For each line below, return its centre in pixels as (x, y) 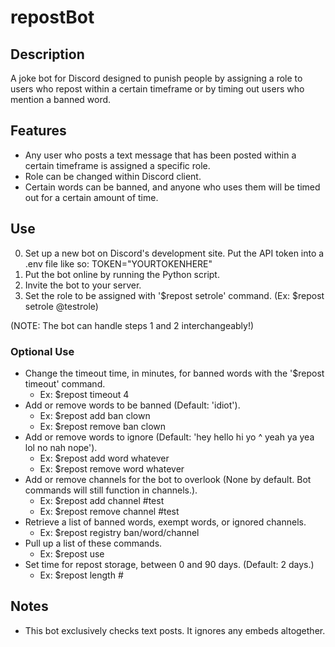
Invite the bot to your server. (83, 285)
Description (47, 54)
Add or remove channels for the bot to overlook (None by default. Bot (168, 479)
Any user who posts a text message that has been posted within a (160, 155)
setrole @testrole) (61, 306)
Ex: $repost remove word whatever (112, 468)
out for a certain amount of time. (91, 197)
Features (38, 131)
